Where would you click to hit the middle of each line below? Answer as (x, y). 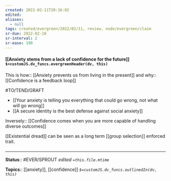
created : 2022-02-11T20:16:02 (37, 10)
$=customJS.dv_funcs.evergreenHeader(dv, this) (57, 64)
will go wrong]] (28, 105)
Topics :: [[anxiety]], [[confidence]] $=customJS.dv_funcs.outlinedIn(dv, (81, 170)
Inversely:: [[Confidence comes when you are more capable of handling (81, 120)
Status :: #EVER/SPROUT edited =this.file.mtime (57, 160)
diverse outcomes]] (26, 126)
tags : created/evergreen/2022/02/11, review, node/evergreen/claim (78, 29)
